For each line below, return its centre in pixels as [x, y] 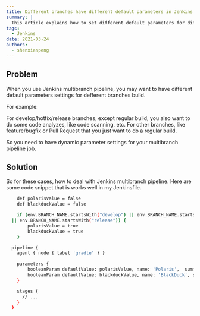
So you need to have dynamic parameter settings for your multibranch [92, 142]
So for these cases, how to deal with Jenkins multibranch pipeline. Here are [99, 181]
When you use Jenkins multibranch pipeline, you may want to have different [99, 89]
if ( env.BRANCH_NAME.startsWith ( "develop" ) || [76, 215]
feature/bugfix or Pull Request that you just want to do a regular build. [92, 131]
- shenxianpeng [30, 50]
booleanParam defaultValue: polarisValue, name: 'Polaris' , [104, 270]
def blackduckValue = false [51, 204]
